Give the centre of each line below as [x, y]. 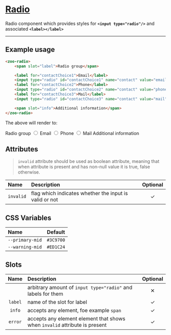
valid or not [45, 200]
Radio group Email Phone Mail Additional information [72, 133]
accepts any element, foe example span [74, 310]
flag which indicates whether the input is [80, 193]
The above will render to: [31, 123]
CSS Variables [28, 218]
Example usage [30, 50]
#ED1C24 [56, 247]
